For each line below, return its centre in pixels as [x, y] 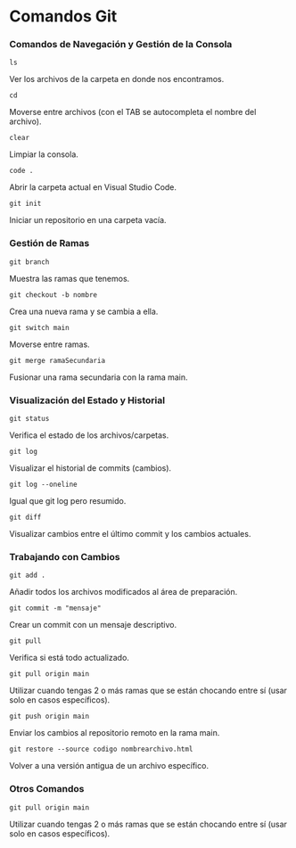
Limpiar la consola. [44, 154]
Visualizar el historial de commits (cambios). [90, 468]
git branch [29, 262]
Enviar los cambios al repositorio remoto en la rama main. [115, 733]
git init [25, 204]
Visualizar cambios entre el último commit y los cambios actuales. [130, 534]
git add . [28, 576]
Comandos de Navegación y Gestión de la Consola [121, 45]
